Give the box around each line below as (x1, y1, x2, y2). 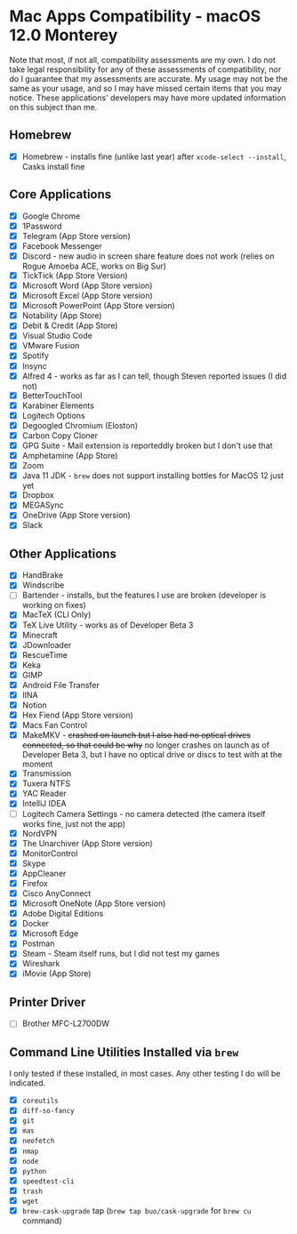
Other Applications (9, 546, 117, 561)
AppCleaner (21, 868, 67, 878)
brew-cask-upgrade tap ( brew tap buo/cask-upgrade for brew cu (21, 1205, 252, 1215)
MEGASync (21, 500, 64, 510)
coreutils (21, 1096, 60, 1106)
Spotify (21, 350, 49, 361)
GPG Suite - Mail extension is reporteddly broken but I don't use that (21, 440, 273, 451)
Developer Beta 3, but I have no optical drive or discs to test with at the (21, 749, 283, 760)
